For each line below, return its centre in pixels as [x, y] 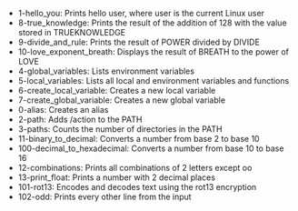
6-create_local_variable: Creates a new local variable [117, 90]
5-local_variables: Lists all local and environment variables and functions [154, 80]
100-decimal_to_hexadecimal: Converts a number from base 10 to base [151, 148]
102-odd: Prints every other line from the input [105, 196]
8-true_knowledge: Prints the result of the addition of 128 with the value [153, 23]
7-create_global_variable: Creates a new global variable [121, 100]
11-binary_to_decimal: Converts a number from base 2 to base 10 [139, 139]
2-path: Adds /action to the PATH [80, 119]
